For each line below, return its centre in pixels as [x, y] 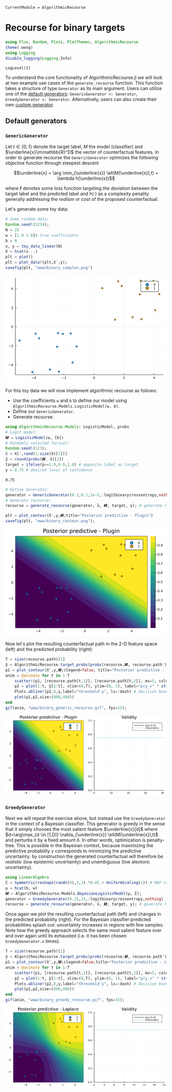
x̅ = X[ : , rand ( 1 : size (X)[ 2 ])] [36, 454]
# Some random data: [27, 219]
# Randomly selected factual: [38, 443]
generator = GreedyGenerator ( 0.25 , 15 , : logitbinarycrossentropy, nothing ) [84, 899]
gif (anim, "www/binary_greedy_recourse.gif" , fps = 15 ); [65, 1000]
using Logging [20, 53]
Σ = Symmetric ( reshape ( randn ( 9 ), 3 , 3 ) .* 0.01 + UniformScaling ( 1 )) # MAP [83, 883]
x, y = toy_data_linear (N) [34, 246]
